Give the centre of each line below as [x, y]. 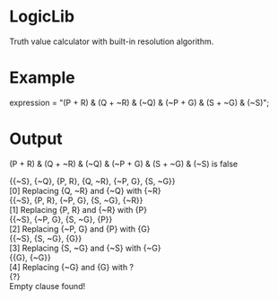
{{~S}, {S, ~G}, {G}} [46, 238]
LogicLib [42, 17]
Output [36, 139]
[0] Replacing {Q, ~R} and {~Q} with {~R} [85, 190]
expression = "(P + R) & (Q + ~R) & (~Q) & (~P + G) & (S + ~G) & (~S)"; [139, 102]
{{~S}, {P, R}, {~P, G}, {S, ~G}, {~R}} [76, 200]
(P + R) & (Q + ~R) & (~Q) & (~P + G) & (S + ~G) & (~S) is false [124, 163]
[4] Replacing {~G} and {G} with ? [72, 267]
